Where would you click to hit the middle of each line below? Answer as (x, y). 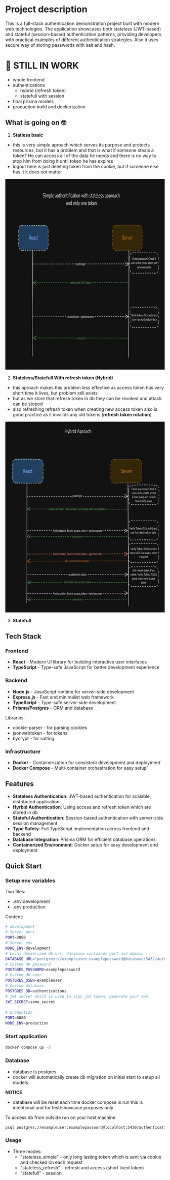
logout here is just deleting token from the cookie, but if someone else (86, 166)
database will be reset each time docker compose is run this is (78, 1102)
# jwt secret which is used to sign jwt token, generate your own (77, 996)
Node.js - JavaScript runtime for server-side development (73, 691)
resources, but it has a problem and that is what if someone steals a (83, 150)
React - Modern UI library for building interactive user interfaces (80, 662)
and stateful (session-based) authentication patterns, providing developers (83, 34)
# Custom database (25, 986)
